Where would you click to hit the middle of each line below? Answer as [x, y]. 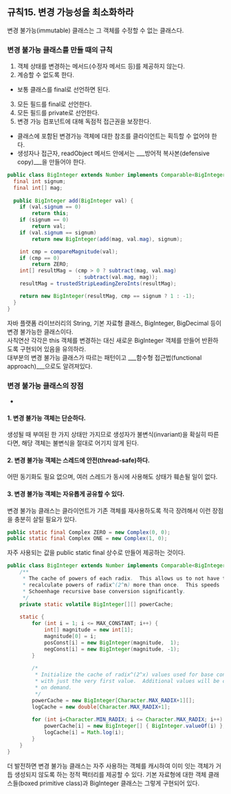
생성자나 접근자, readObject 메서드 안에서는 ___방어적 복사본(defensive [113, 153]
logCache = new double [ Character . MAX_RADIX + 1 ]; [101, 707]
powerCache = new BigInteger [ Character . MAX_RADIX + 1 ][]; [113, 700]
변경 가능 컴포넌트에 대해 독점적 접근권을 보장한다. [84, 121]
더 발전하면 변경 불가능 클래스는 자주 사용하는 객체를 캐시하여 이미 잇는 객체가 [111, 766]
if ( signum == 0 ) [44, 220]
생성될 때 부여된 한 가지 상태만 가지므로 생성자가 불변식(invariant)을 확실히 [107, 435]
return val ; [49, 226]
